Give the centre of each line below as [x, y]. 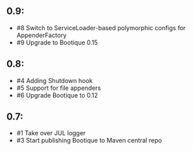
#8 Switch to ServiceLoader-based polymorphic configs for [101, 27]
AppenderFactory [41, 35]
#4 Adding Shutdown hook [54, 80]
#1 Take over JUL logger [51, 133]
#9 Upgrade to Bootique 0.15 [57, 42]
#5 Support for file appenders [59, 88]
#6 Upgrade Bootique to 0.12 [57, 95]
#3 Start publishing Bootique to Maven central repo [89, 141]
